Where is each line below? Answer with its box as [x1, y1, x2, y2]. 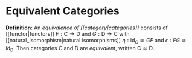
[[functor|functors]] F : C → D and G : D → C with [5, 30, 130, 37]
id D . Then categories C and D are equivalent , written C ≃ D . [5, 44, 155, 53]
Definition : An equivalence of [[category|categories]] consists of [5, 24, 168, 31]
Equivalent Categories [5, 4, 120, 18]
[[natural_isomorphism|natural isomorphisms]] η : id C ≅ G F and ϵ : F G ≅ [5, 36, 187, 45]
